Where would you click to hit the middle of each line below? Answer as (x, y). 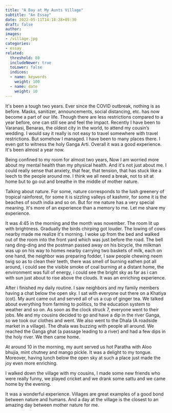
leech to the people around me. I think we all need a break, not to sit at (80, 176)
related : (15, 53)
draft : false (19, 24)
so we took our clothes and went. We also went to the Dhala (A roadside (81, 320)
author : (14, 29)
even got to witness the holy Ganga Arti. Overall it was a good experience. (83, 144)
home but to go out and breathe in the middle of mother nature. (72, 181)
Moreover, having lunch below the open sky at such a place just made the (83, 358)
